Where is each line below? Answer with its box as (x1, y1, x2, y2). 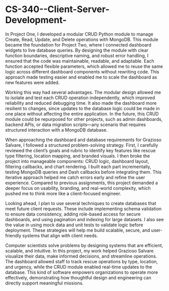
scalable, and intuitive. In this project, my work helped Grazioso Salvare (5, 247, 154, 254)
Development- (5, 14, 67, 26)
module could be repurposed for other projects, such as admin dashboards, (5, 116, 163, 122)
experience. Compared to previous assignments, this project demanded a (5, 180, 158, 186)
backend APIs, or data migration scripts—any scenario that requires (5, 121, 146, 128)
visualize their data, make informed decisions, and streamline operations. (5, 253, 157, 259)
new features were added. (5, 79, 60, 86)
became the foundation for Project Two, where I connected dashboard (5, 41, 151, 48)
